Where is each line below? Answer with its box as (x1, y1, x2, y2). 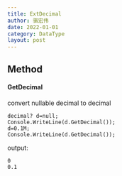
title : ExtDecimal (7, 10, 62, 18)
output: (7, 143, 28, 152)
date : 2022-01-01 (7, 23, 59, 31)
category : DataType (7, 30, 65, 38)
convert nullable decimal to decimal (7, 99, 111, 107)
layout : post (7, 37, 46, 44)
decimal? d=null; (7, 112, 59, 119)
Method (7, 63, 43, 75)
